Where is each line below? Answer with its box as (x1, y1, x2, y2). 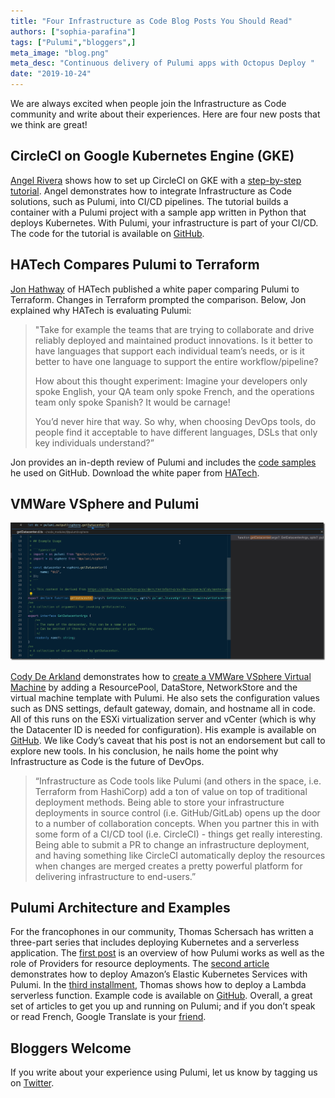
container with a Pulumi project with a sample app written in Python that (10, 206, 307, 218)
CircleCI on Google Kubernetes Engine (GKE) (10, 148, 295, 165)
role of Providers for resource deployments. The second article (10, 958, 270, 970)
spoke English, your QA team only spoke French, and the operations (34, 385, 315, 397)
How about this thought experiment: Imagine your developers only (34, 375, 308, 387)
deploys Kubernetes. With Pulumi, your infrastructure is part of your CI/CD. (10, 216, 319, 229)
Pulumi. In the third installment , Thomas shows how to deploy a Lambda (10, 979, 307, 991)
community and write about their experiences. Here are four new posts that (10, 108, 321, 120)
